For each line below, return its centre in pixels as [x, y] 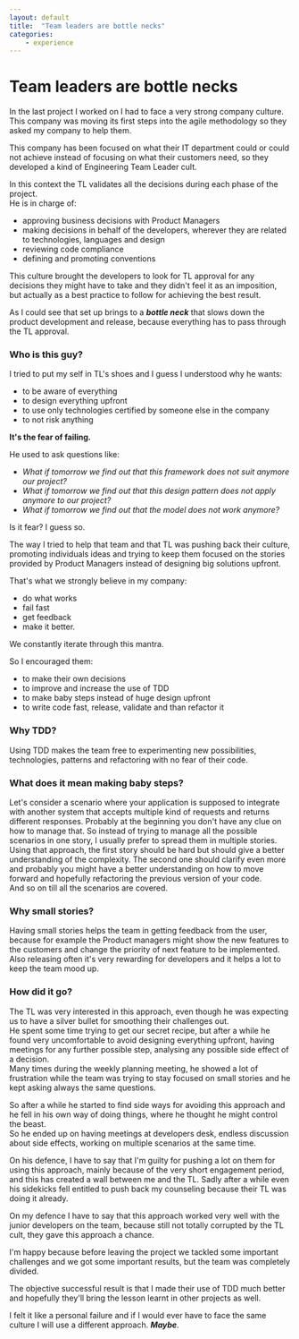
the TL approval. [39, 331]
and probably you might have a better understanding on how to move [137, 869]
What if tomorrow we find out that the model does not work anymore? [151, 510]
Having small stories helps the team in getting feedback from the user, [138, 931]
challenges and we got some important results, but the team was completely [150, 1261]
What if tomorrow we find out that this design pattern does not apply [149, 491]
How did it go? [41, 992]
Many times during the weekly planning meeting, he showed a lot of [134, 1068]
